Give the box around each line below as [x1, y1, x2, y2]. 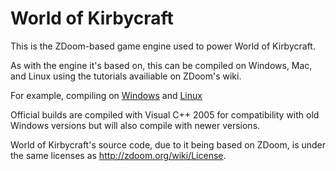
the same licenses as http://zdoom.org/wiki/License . [10, 149, 227, 161]
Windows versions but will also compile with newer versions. [10, 119, 261, 131]
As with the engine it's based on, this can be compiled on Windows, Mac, [10, 59, 313, 71]
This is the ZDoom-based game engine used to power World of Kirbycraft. [10, 40, 316, 52]
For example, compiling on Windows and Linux [10, 89, 203, 101]
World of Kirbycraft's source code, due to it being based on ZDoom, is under [10, 138, 327, 151]
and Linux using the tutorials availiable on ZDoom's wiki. [10, 70, 242, 82]
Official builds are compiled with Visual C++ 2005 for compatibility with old [10, 108, 320, 121]
